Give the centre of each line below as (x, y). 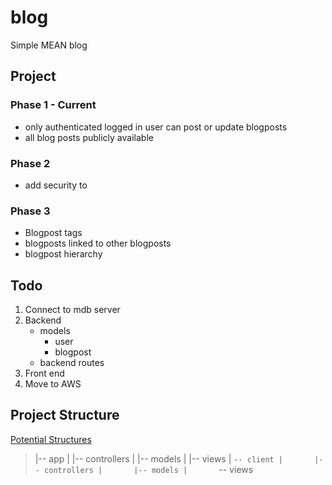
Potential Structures (51, 439)
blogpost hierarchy (63, 254)
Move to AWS (53, 384)
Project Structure (65, 415)
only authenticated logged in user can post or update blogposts (156, 127)
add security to (56, 185)
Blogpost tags (53, 233)
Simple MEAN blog (49, 45)
